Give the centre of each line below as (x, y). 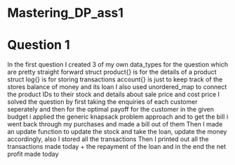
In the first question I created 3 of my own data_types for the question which (118, 65)
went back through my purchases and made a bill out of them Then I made (115, 124)
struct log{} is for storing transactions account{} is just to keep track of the (115, 79)
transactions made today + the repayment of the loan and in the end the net (117, 147)
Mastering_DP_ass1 (66, 13)
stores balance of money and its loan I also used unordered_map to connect (117, 87)
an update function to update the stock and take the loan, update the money (117, 132)
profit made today (33, 154)
